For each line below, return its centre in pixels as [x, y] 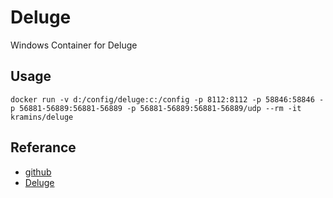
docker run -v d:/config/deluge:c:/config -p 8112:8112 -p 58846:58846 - [167, 99]
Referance [43, 147]
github [38, 172]
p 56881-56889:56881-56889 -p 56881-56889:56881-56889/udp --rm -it [156, 108]
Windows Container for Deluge [74, 45]
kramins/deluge [42, 117]
